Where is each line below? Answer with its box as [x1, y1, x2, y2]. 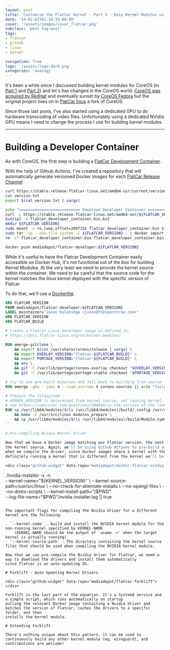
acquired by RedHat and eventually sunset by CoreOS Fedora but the [5, 93, 149, 99]
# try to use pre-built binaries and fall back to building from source [5, 379, 162, 385]
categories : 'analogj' [5, 68, 53, 73]
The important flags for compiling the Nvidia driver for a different [5, 508, 157, 513]
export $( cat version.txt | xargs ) [5, 198, 80, 203]
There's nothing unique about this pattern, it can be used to [5, 632, 142, 637]
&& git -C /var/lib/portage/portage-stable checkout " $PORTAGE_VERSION [14, 370, 168, 375]
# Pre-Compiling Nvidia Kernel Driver [5, 431, 87, 436]
